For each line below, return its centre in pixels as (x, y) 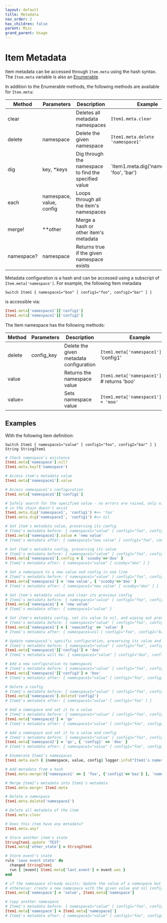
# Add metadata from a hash (34, 769)
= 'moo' (109, 402)
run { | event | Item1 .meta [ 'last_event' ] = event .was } (68, 870)
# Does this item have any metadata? (44, 824)
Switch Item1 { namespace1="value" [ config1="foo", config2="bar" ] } (81, 445)
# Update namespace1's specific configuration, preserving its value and (83, 641)
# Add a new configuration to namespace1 (49, 664)
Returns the (78, 373)
